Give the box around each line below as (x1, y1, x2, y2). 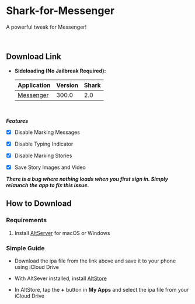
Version (56, 81, 79, 89)
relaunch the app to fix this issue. (6, 182, 89, 188)
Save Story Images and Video (14, 164, 86, 171)
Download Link (6, 51, 61, 62)
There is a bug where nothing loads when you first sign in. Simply (6, 175, 168, 182)
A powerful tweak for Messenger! (6, 23, 87, 30)
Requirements (6, 216, 47, 224)
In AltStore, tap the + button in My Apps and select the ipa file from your (14, 286, 189, 293)
